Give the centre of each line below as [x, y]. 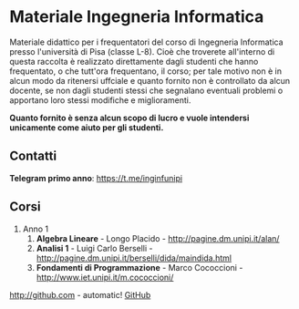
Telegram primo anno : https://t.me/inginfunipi [96, 178]
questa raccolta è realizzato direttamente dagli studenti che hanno [134, 61]
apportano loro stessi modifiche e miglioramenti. [100, 100]
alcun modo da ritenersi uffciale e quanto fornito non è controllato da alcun [150, 80]
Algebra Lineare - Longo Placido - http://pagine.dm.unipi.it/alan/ [158, 238]
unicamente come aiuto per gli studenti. [87, 127]
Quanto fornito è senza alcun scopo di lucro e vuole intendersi [129, 118]
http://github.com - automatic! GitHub [80, 294]
